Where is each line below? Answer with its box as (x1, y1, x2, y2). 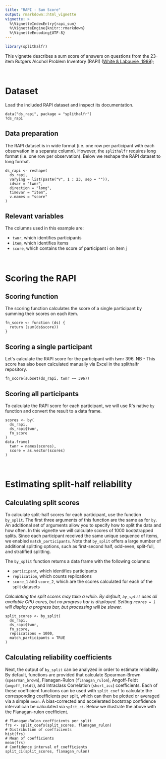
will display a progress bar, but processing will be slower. (5, 604, 122, 610)
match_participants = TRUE (9, 636, 65, 641)
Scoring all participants (5, 389, 79, 398)
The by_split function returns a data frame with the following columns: (5, 558, 150, 564)
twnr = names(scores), (9, 444, 56, 449)
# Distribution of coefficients (5, 727, 72, 732)
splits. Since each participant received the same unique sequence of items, (5, 533, 159, 539)
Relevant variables (5, 212, 64, 220)
